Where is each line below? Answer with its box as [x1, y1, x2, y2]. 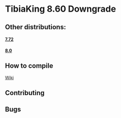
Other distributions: [5, 23, 67, 31]
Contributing [5, 89, 45, 97]
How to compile [5, 62, 53, 70]
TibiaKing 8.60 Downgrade [5, 3, 116, 15]
